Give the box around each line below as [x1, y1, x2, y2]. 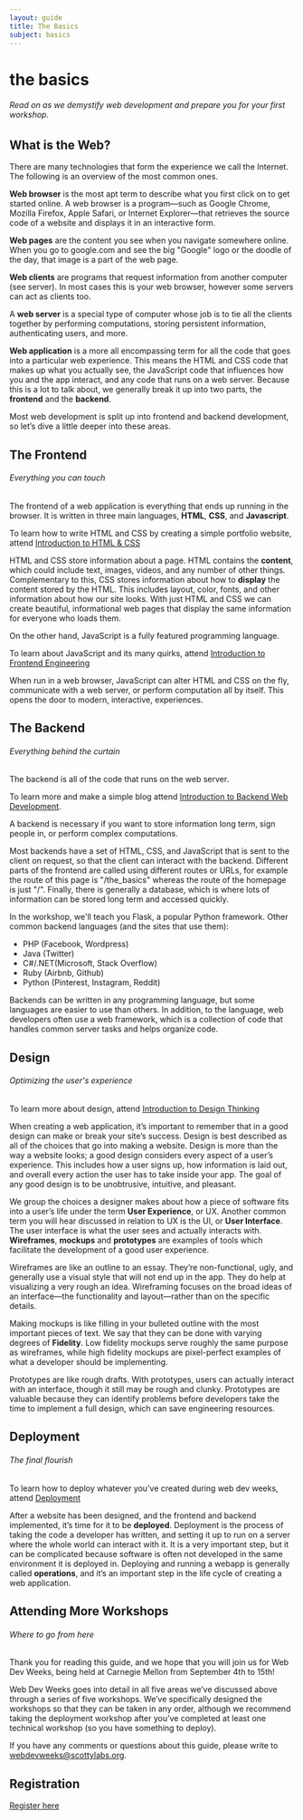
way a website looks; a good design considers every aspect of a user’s [9, 1149, 274, 1160]
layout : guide [9, 13, 63, 23]
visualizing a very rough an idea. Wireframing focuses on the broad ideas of [9, 1281, 292, 1292]
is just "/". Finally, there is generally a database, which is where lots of [9, 885, 270, 895]
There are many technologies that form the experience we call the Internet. [9, 161, 289, 172]
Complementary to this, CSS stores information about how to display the [9, 574, 280, 585]
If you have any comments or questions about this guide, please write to [9, 1740, 279, 1751]
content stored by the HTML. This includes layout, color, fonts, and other [9, 584, 280, 595]
